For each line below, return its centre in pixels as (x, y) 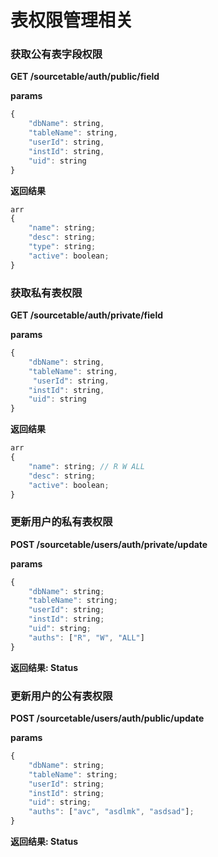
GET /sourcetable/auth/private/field (87, 315)
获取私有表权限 (46, 293)
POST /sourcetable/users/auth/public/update (107, 718)
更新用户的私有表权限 (61, 522)
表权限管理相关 (72, 20)
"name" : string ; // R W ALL (86, 466)
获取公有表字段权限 (56, 54)
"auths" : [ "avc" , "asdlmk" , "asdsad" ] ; (111, 812)
